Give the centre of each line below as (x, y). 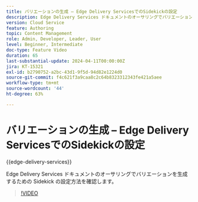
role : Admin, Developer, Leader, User (54, 39)
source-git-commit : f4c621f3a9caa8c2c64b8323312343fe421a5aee (84, 77)
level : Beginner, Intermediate (44, 45)
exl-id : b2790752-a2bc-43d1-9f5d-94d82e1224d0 (64, 72)
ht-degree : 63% (25, 94)
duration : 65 (22, 56)
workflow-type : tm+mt (33, 83)
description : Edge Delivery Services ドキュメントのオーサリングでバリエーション (100, 17)
